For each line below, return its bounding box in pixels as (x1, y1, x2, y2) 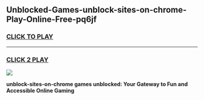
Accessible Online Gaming (6, 87, 75, 94)
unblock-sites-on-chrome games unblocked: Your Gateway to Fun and (6, 80, 188, 87)
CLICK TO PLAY (6, 33, 53, 41)
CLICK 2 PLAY (6, 55, 49, 64)
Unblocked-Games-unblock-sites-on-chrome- (6, 5, 187, 15)
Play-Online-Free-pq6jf (6, 15, 97, 25)
